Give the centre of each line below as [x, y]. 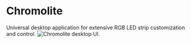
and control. [21, 33]
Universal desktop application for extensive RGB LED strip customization [96, 27]
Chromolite [34, 11]
